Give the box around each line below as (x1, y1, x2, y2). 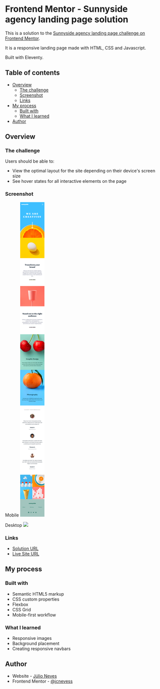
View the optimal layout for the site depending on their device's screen (12, 168, 156, 174)
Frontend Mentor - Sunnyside (5, 3, 128, 15)
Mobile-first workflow (12, 612, 56, 618)
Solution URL (12, 545, 39, 551)
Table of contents (5, 69, 60, 77)
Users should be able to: (5, 158, 55, 164)
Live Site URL (12, 551, 40, 557)
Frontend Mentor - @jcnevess (12, 678, 73, 684)
